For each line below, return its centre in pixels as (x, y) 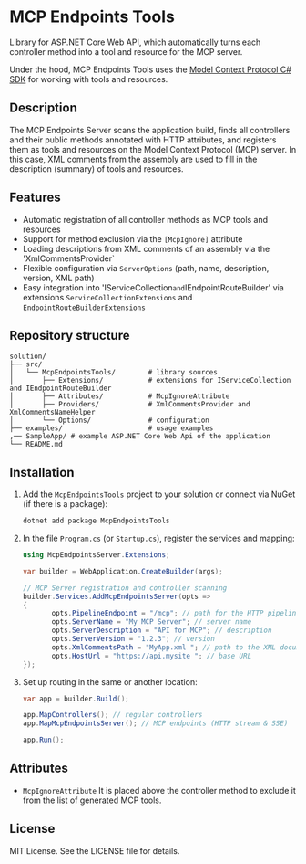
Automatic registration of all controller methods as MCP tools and (145, 219)
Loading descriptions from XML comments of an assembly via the (146, 248)
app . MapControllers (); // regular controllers (112, 715)
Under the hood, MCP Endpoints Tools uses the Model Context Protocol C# (150, 69)
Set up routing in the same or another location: (110, 681)
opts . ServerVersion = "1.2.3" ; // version (133, 639)
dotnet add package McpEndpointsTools (96, 521)
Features (35, 198)
